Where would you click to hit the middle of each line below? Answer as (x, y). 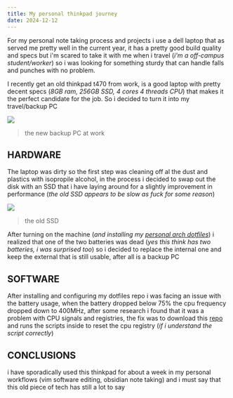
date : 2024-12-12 (33, 20)
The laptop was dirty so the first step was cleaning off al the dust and (108, 172)
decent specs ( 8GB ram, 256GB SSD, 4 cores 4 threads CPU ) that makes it (115, 91)
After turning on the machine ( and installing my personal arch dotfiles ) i (111, 234)
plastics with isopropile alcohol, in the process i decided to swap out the (112, 179)
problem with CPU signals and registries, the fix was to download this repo (115, 318)
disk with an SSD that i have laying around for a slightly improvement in (110, 187)
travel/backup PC (32, 106)
